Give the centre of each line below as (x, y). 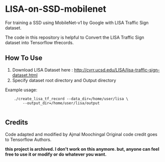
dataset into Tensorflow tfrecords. (40, 42)
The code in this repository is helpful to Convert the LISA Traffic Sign (75, 37)
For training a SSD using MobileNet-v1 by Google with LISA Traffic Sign (77, 23)
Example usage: (21, 90)
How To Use (24, 58)
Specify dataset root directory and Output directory (64, 80)
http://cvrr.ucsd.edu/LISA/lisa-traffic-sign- (117, 70)
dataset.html (25, 75)
